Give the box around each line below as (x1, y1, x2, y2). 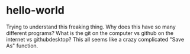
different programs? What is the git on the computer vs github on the (6, 29, 173, 36)
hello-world (6, 4, 65, 17)
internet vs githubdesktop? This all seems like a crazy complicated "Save (6, 36, 185, 43)
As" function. (6, 42, 38, 49)
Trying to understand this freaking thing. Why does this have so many (6, 23, 176, 30)
